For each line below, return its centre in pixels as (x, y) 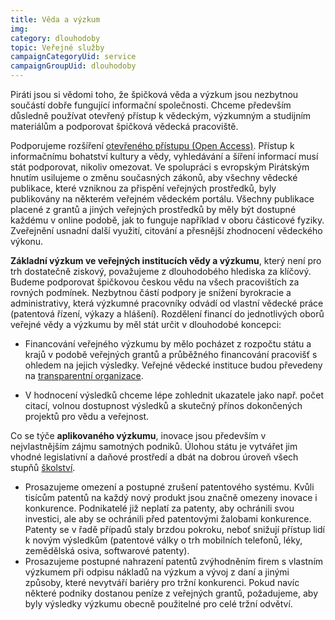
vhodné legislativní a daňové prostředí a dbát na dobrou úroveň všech (154, 457)
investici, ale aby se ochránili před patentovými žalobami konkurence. (168, 519)
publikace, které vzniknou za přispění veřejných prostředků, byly (143, 188)
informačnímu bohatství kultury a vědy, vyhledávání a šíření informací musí (164, 156)
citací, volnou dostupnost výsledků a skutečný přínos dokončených (163, 405)
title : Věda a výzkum (55, 19)
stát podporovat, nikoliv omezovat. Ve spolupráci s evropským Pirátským (160, 167)
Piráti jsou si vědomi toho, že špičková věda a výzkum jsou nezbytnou (154, 94)
